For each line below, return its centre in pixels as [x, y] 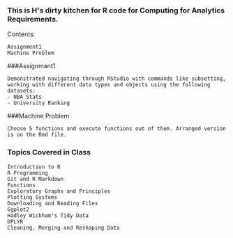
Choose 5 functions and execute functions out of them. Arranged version [117, 129]
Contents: [21, 34]
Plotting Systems [32, 197]
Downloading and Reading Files [53, 203]
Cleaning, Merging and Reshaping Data [63, 228]
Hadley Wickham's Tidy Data [48, 215]
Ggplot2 [18, 209]
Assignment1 [24, 47]
